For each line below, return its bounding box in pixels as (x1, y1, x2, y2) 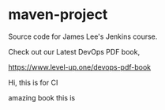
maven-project (8, 6, 108, 24)
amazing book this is (8, 93, 76, 102)
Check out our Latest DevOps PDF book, (8, 47, 141, 56)
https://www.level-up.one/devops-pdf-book (8, 62, 152, 72)
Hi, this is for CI (8, 78, 58, 87)
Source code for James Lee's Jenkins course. (8, 32, 158, 41)
